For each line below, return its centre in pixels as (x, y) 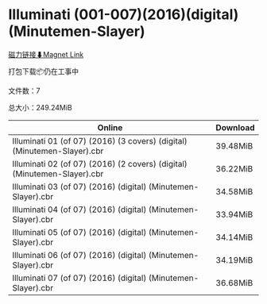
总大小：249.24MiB (41, 107)
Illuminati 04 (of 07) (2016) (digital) (79, 210)
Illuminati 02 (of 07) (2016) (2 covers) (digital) (100, 164)
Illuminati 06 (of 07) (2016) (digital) (79, 255)
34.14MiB (234, 237)
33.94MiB (234, 214)
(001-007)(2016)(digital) (156, 15)
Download (235, 127)
